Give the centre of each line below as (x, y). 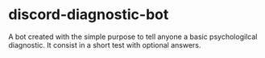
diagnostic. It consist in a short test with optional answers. (105, 44)
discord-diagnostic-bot (89, 15)
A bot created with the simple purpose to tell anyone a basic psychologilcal (133, 37)
